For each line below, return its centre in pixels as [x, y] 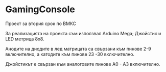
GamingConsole [40, 9]
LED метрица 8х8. [25, 39]
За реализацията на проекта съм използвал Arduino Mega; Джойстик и [83, 33]
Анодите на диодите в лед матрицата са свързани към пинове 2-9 [78, 49]
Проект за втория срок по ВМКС [41, 23]
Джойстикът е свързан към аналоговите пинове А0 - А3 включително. [83, 64]
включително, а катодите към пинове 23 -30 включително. [70, 54]
